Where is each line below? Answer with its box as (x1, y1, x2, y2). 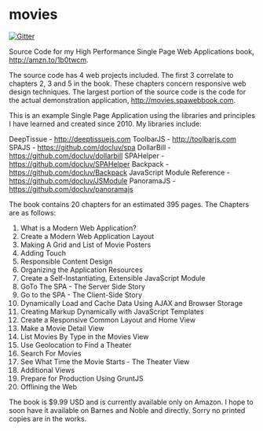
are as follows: (9, 208, 57, 217)
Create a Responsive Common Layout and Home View (20, 315, 195, 324)
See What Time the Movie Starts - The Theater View (20, 356, 190, 367)
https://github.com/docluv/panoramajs (9, 184, 133, 193)
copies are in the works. (9, 414, 87, 423)
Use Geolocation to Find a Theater (20, 340, 132, 349)
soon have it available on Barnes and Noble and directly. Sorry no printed (9, 405, 246, 414)
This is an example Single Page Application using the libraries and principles (9, 110, 256, 120)
